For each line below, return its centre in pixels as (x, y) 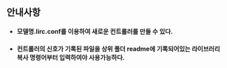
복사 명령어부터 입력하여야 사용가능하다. (71, 57)
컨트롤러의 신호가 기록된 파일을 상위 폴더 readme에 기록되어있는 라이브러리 (118, 49)
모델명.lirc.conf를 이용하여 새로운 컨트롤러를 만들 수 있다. (95, 31)
